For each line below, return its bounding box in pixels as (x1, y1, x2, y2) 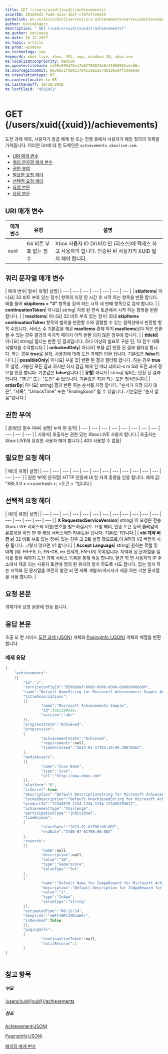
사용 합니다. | (10, 573, 36, 579)
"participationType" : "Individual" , (23, 811, 97, 816)
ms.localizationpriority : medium (5, 59, 75, 64)
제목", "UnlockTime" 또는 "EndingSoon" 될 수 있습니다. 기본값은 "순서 (15, 388, 153, 394)
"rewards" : (23, 838, 46, 843)
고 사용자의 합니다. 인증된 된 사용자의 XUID (55, 248, 151, 255)
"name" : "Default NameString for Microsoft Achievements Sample (23, 689, 157, 694)
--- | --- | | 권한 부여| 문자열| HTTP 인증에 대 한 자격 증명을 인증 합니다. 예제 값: (5, 474, 161, 480)
